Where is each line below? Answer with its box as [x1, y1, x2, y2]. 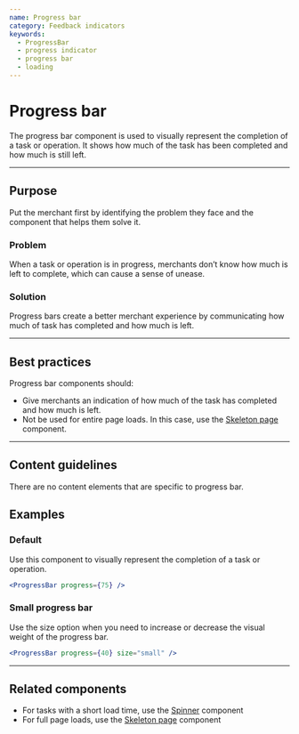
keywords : [9, 29, 46, 38]
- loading [17, 63, 53, 72]
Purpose [9, 183, 58, 198]
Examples [9, 507, 65, 522]
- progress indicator [17, 46, 98, 55]
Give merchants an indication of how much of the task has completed [21, 395, 278, 406]
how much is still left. [9, 149, 87, 160]
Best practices [9, 354, 92, 369]
